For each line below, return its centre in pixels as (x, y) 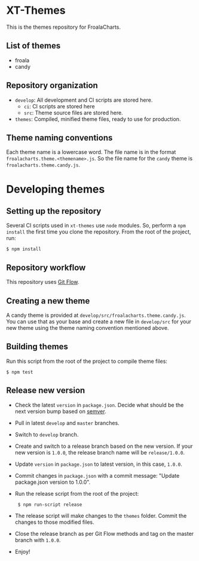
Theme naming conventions (59, 137)
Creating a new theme (48, 301)
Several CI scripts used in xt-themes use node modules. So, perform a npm (96, 226)
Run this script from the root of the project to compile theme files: (87, 361)
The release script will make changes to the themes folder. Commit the (101, 515)
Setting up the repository (54, 211)
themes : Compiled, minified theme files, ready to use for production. (98, 119)
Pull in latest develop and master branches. (67, 423)
